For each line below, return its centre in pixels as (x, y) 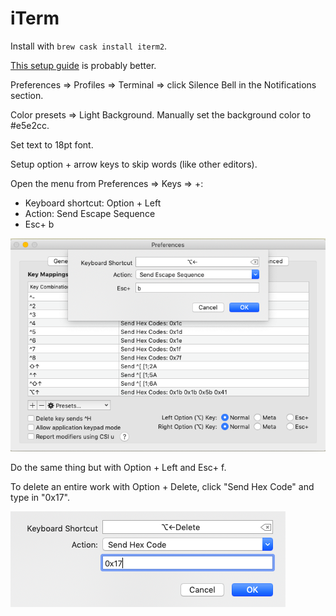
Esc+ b (39, 224)
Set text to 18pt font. (52, 144)
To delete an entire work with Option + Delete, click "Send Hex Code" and (162, 486)
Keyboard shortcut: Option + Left (93, 203)
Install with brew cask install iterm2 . (89, 46)
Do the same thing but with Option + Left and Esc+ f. (118, 467)
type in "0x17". (40, 497)
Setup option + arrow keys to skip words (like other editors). (134, 164)
